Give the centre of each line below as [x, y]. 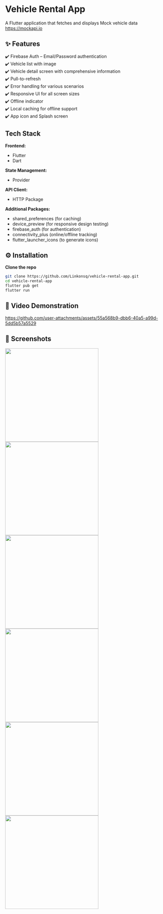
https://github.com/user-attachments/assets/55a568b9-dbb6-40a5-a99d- [81, 318]
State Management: [26, 170]
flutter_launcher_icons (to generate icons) [55, 240]
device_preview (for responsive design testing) [60, 224]
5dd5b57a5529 [21, 323]
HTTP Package [28, 199]
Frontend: [16, 146]
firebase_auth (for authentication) [46, 229]
